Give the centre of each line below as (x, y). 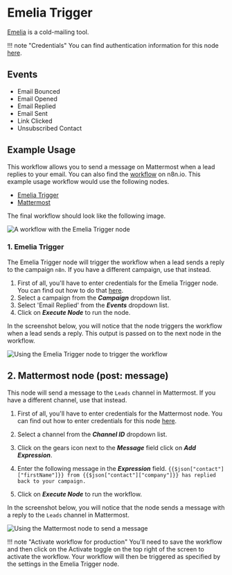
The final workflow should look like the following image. (87, 216)
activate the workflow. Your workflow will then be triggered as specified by (114, 556)
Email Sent (33, 113)
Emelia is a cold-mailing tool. (48, 32)
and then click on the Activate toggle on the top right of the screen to (106, 549)
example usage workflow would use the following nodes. (88, 181)
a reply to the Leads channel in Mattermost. (68, 515)
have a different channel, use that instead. (67, 400)
